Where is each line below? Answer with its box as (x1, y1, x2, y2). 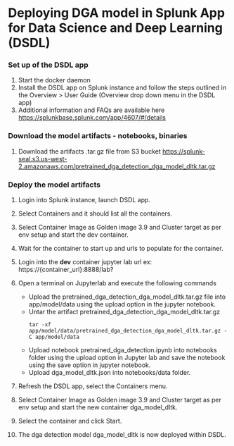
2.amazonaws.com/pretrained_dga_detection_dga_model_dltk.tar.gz (18, 162, 216, 171)
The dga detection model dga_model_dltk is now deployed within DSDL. (18, 430, 227, 439)
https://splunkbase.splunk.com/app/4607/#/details (18, 113, 167, 122)
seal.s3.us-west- (18, 154, 67, 163)
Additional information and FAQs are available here (18, 106, 165, 114)
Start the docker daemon (18, 76, 91, 85)
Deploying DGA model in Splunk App (8, 5, 226, 21)
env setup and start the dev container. (18, 230, 129, 239)
